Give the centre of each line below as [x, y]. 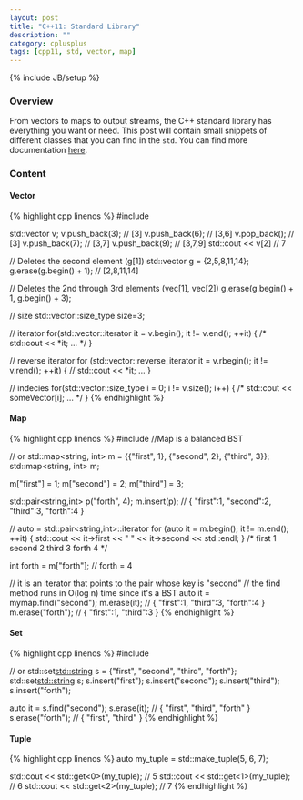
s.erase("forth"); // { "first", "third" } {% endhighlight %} [114, 717]
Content [28, 174]
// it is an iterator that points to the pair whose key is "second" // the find [145, 583]
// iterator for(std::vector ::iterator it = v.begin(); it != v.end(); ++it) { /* [138, 333]
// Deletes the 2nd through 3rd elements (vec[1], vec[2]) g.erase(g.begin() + [151, 288]
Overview [31, 101]
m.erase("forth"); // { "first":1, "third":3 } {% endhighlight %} [122, 612]
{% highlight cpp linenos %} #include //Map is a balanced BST [126, 438]
